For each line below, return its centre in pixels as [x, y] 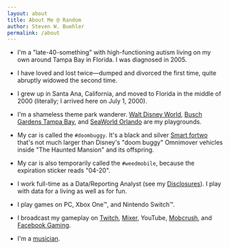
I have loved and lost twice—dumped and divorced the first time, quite [117, 73]
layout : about [28, 13]
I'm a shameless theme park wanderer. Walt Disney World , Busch [109, 114]
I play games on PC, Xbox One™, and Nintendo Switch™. [96, 205]
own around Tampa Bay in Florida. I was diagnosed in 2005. [102, 60]
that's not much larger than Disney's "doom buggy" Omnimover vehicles [120, 143]
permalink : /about [33, 33]
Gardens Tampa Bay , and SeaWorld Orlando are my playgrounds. [109, 122]
